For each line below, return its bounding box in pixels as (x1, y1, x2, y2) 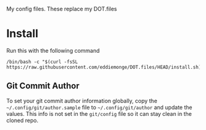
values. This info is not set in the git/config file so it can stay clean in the (6, 110, 192, 117)
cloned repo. (6, 117, 39, 124)
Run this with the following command (6, 47, 100, 54)
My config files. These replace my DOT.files (6, 6, 118, 12)
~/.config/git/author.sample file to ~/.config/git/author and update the (6, 104, 193, 111)
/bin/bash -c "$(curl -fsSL (6, 58, 78, 65)
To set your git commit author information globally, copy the (6, 97, 158, 104)
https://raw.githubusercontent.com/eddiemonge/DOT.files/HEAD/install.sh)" (6, 64, 204, 70)
